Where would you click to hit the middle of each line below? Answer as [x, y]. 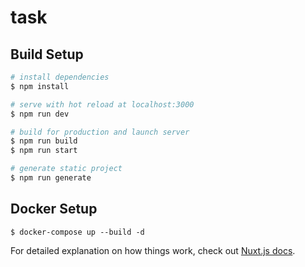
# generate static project [66, 169]
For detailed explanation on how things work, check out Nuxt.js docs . [153, 250]
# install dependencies [60, 77]
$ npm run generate [51, 178]
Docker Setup [54, 209]
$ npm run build [44, 141]
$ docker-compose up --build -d [77, 232]
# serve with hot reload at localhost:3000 [102, 104]
